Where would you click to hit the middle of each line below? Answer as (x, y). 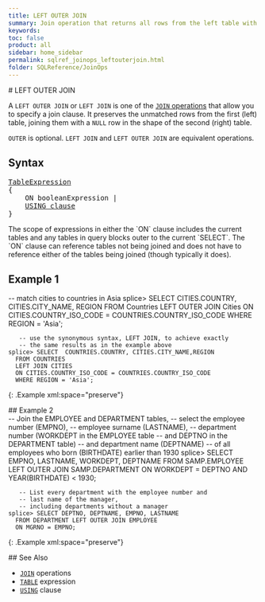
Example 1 (34, 279)
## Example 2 (31, 410)
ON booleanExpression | (71, 197)
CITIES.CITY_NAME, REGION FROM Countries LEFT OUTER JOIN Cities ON (131, 307)
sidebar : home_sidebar (46, 53)
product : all (30, 45)
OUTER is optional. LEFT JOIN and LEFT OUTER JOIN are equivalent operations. (131, 138)
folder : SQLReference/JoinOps (58, 68)
